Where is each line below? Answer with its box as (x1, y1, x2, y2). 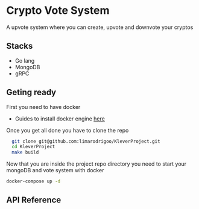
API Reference (6, 195, 62, 205)
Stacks (6, 41, 33, 51)
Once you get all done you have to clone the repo (6, 126, 129, 134)
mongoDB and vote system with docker (6, 167, 104, 174)
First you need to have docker (6, 103, 81, 110)
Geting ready (6, 87, 57, 98)
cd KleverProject (11, 144, 55, 150)
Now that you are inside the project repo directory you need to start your (6, 160, 187, 167)
